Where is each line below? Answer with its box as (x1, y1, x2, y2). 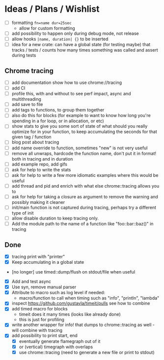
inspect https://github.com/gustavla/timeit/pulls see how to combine (11, 301, 150, 306)
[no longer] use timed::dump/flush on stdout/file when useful (11, 269, 136, 275)
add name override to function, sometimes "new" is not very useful (11, 145, 148, 151)
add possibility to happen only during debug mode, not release (11, 30, 139, 36)
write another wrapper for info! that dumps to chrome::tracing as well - (11, 322, 155, 328)
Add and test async (11, 278, 52, 284)
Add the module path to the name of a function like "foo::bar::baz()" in (11, 221, 154, 227)
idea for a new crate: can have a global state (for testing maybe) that (11, 42, 151, 48)
